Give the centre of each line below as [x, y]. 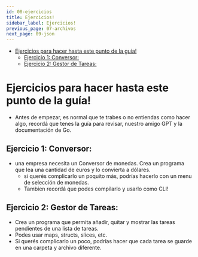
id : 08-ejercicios [29, 12]
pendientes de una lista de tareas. [57, 228]
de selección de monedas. [56, 182]
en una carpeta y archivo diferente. [58, 247]
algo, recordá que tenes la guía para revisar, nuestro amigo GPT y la [98, 124]
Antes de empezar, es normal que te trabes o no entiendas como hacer [102, 117]
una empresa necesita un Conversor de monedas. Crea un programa [99, 163]
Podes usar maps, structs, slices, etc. [61, 235]
